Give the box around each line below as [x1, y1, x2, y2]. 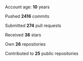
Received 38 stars [5, 32, 41, 37]
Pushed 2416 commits [5, 13, 50, 19]
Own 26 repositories [5, 41, 46, 47]
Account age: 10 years [5, 4, 50, 10]
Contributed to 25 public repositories [5, 50, 79, 56]
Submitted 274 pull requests [5, 23, 61, 28]
